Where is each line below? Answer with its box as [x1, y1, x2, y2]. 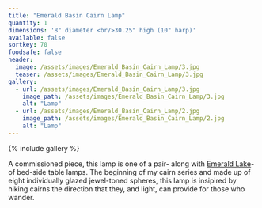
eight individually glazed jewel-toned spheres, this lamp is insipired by [8, 176, 237, 185]
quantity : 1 [8, 19, 47, 27]
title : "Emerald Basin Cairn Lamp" [8, 11, 126, 20]
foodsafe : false [8, 48, 62, 56]
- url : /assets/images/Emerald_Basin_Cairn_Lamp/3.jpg [15, 85, 200, 93]
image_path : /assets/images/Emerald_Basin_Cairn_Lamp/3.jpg [22, 93, 225, 100]
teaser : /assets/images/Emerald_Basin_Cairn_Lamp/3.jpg [15, 70, 203, 78]
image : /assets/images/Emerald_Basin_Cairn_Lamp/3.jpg [15, 63, 200, 71]
